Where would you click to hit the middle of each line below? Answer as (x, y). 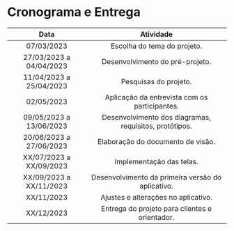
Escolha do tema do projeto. (156, 46)
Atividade (156, 34)
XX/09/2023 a (47, 177)
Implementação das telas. (156, 161)
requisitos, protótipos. (157, 126)
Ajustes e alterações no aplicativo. (156, 197)
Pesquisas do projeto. (156, 81)
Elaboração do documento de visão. (156, 141)
